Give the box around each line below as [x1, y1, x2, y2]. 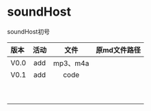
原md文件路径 [95, 45, 141, 54]
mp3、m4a [53, 59, 90, 68]
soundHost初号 [7, 27, 50, 35]
